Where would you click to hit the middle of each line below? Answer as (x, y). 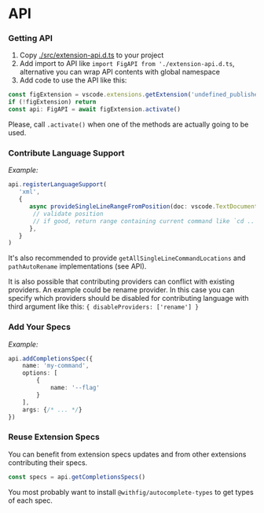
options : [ (40, 373)
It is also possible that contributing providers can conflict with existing (121, 282)
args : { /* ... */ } (52, 409)
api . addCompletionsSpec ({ (50, 358)
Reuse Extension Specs (54, 437)
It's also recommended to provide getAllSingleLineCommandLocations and (127, 258)
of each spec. (31, 500)
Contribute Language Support (66, 153)
